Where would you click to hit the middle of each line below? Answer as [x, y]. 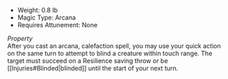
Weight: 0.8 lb [38, 10]
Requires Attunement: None [58, 25]
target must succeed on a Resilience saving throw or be [88, 61]
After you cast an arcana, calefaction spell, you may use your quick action [114, 46]
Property [20, 38]
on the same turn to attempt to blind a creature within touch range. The [110, 53]
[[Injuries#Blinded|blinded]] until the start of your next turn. [93, 68]
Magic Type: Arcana [46, 17]
